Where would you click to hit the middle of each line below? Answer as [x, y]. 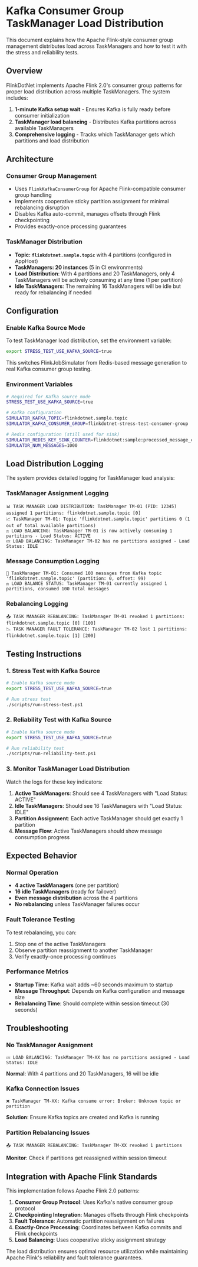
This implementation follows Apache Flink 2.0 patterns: [73, 1190]
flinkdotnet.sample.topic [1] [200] [51, 636]
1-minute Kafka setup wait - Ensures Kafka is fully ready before [93, 109]
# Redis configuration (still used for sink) [63, 434]
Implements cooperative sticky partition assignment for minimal [92, 202]
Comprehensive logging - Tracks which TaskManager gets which [95, 134]
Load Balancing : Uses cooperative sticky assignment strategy [90, 1240]
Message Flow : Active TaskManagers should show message [88, 831]
